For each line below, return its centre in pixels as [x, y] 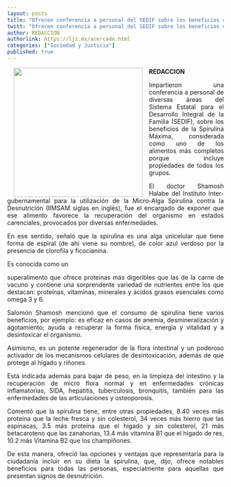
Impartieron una [186, 85]
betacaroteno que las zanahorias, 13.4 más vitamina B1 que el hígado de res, [115, 433]
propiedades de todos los [186, 165]
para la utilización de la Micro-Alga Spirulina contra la [139, 200]
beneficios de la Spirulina [186, 129]
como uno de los [186, 143]
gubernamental [29, 200]
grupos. [160, 172]
